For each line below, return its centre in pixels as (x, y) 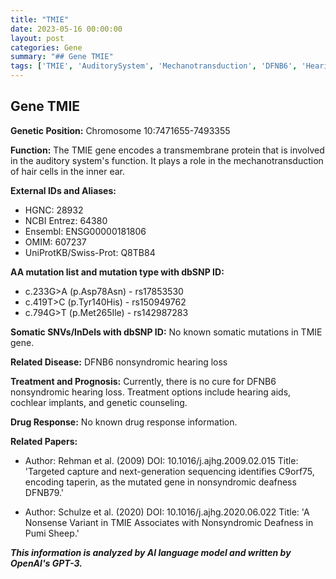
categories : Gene (46, 47)
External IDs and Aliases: (63, 190)
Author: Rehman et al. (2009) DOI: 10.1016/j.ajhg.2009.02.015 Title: (161, 460)
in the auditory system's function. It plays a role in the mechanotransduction (167, 160)
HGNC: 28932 (54, 210)
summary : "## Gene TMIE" (62, 57)
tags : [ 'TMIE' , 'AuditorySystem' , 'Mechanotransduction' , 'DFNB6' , (154, 66)
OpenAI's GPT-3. (46, 563)
